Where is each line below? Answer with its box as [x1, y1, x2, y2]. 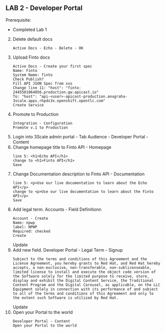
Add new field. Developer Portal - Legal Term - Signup [12, 247, 123, 253]
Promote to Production [12, 111, 59, 117]
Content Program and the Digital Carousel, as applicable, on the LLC [12, 282, 161, 287]
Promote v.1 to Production [12, 125, 68, 130]
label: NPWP [12, 224, 37, 230]
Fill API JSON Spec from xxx [12, 81, 73, 86]
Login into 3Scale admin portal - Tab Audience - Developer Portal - [12, 133, 149, 139]
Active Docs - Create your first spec [12, 64, 92, 68]
